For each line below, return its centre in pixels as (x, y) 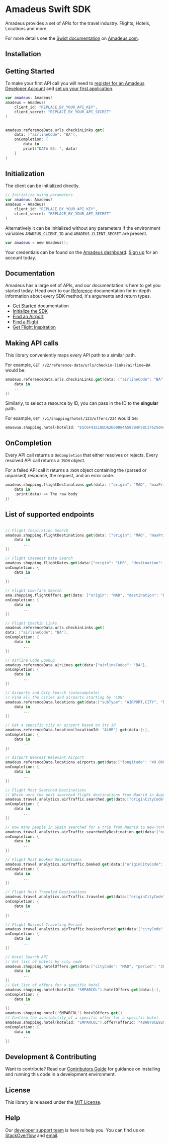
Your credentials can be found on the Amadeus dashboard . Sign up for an (82, 252)
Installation (23, 54)
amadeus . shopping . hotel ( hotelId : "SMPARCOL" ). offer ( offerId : (71, 1023)
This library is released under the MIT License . (53, 1102)
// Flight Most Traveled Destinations (46, 892)
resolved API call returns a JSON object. (45, 461)
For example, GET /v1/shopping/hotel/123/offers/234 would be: (72, 418)
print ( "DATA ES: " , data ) (51, 149)
